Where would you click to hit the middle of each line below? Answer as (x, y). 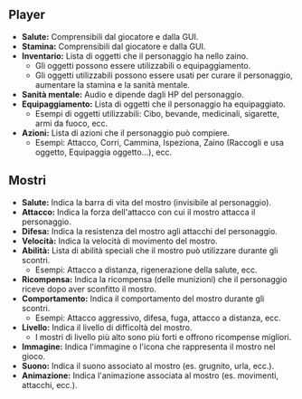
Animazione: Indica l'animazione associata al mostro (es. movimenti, (150, 375)
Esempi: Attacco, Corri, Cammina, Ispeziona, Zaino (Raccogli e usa (159, 142)
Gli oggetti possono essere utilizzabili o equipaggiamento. (143, 65)
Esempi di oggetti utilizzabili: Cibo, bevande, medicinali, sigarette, (157, 113)
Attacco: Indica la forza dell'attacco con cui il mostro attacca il (138, 212)
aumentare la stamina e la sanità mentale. (113, 84)
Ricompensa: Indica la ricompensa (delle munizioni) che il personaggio (154, 279)
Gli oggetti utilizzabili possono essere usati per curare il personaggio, (164, 75)
